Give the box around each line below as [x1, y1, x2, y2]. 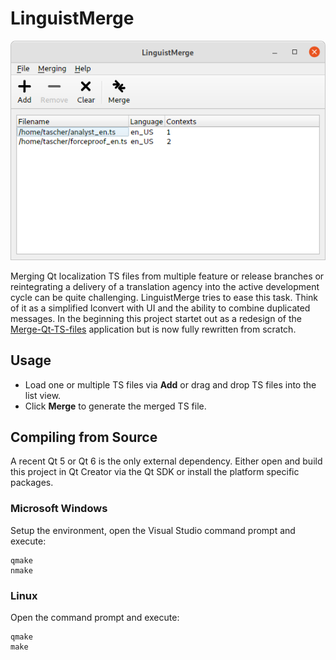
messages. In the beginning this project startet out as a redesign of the [10, 312, 302, 324]
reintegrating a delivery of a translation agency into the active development [10, 280, 320, 292]
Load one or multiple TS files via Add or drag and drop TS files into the [24, 378, 317, 391]
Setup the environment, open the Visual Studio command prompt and [10, 524, 296, 536]
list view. [24, 389, 62, 401]
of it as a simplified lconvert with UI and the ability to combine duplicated [10, 302, 311, 314]
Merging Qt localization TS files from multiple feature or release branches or [10, 270, 325, 282]
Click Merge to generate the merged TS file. [24, 400, 207, 412]
